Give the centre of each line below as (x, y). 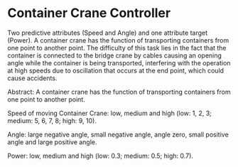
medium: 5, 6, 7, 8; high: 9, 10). (52, 120)
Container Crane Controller (89, 13)
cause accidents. (32, 78)
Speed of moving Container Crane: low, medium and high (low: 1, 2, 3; (109, 113)
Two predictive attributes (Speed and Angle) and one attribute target (108, 33)
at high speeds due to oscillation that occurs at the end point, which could (116, 70)
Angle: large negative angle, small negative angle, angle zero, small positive (118, 134)
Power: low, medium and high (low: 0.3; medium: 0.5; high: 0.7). (101, 156)
